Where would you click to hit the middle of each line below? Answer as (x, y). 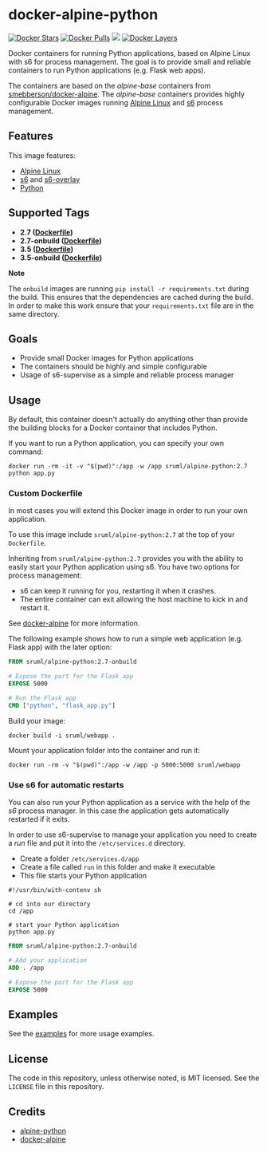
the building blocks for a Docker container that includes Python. (113, 428)
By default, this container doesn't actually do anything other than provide (128, 420)
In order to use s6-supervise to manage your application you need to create (133, 834)
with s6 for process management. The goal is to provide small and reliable (130, 61)
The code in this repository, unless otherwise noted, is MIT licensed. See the (134, 1078)
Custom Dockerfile (45, 494)
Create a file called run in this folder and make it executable (117, 867)
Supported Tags (49, 213)
